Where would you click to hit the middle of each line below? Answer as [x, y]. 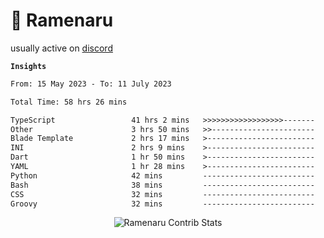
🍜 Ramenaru [62, 20]
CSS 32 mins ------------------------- [162, 194]
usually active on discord [61, 48]
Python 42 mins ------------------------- [162, 175]
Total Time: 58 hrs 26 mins [69, 102]
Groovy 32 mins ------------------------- [162, 204]
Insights [28, 66]
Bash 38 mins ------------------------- [162, 185]
